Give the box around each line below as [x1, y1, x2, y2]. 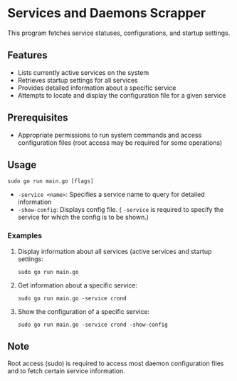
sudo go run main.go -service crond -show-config [17, 321, 169, 328]
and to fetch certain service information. [7, 367, 126, 375]
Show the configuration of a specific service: [17, 307, 150, 315]
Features [7, 49, 48, 61]
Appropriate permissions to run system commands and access [17, 131, 202, 139]
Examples [7, 230, 43, 240]
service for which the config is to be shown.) [17, 213, 149, 222]
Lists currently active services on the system [17, 68, 149, 76]
